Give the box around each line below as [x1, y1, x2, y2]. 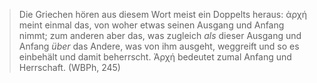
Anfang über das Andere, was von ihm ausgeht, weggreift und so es [18, 40, 300, 52]
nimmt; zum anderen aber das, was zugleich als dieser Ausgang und [18, 30, 302, 41]
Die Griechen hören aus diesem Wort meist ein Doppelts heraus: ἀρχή [18, 9, 308, 20]
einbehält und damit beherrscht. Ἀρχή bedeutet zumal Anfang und [18, 51, 292, 63]
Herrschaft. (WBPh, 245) [18, 62, 121, 73]
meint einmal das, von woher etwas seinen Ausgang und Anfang [18, 19, 285, 31]
